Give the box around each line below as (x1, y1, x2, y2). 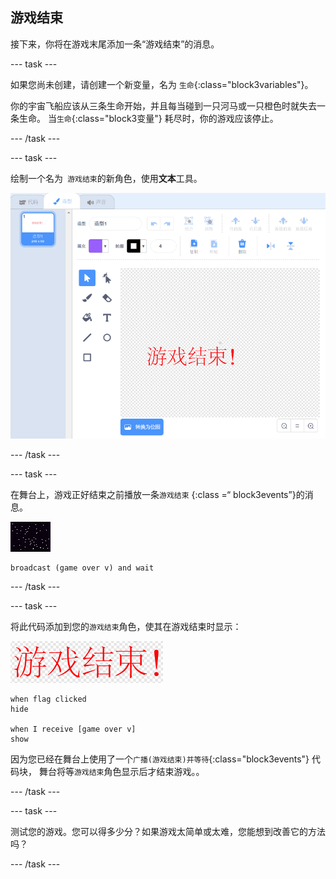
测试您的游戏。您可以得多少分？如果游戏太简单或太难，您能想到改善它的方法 (10, 826, 326, 838)
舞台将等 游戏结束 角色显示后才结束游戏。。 (38, 766, 205, 778)
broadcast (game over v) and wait (10, 563, 155, 573)
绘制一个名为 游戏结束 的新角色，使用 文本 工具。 (10, 172, 203, 184)
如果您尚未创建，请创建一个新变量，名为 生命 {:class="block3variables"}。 (10, 78, 314, 90)
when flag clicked (10, 694, 87, 705)
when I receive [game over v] (10, 724, 137, 735)
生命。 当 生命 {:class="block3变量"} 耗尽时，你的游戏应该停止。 (18, 112, 279, 124)
